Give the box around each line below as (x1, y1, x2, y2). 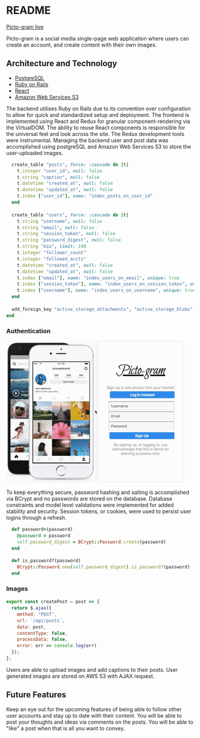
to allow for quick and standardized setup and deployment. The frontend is (6, 111, 189, 118)
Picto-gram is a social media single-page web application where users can (6, 35, 189, 42)
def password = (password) (11, 526, 73, 532)
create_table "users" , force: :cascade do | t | (11, 212, 129, 218)
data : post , (17, 624, 46, 630)
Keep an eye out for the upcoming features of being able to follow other (6, 705, 182, 713)
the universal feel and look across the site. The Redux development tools (6, 130, 185, 137)
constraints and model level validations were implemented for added (6, 501, 174, 508)
